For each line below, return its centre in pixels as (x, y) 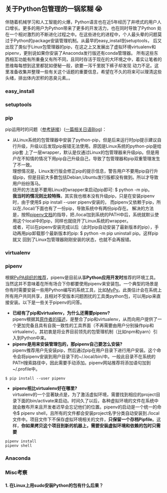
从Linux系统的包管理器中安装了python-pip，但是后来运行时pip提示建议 (85, 140)
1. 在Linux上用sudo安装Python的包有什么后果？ (54, 485)
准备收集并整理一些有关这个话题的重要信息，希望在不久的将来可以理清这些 (85, 72)
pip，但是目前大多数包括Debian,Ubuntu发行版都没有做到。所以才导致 (88, 177)
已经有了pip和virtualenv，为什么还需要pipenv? (61, 313)
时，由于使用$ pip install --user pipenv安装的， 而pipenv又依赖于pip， (84, 202)
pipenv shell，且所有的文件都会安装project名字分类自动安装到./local (90, 413)
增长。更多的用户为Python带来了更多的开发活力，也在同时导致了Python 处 (85, 28)
